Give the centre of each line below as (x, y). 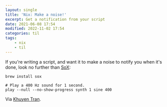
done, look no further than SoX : (38, 67)
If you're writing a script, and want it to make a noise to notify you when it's (84, 62)
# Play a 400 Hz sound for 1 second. (45, 85)
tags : (11, 38)
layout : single (21, 10)
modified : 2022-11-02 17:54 (35, 29)
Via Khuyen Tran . (23, 99)
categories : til (22, 33)
